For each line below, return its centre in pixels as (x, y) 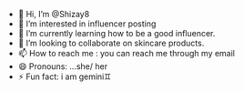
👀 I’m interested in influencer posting (87, 24)
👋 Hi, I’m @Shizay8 (54, 14)
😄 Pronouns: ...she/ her (62, 66)
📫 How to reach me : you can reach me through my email (126, 53)
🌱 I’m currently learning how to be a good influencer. (117, 33)
